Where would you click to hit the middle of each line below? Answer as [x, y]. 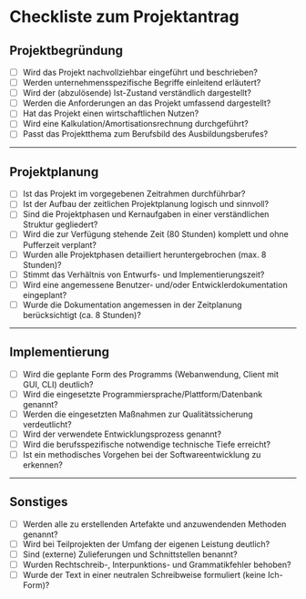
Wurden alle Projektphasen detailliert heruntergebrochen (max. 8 [144, 254]
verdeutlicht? [47, 424]
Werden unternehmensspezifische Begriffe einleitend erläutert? [142, 83]
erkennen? [43, 465]
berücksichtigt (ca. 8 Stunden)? [82, 315]
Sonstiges [39, 502]
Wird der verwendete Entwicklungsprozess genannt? [122, 434]
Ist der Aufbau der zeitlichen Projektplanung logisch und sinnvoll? [146, 204]
